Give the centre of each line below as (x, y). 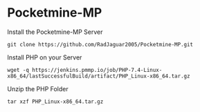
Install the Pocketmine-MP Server (55, 32)
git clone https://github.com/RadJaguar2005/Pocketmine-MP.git (100, 44)
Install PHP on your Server (45, 57)
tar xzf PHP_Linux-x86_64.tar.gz (55, 102)
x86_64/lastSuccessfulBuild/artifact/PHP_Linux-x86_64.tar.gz (99, 76)
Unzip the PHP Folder (38, 88)
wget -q (18, 70)
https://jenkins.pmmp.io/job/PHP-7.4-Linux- (97, 70)
